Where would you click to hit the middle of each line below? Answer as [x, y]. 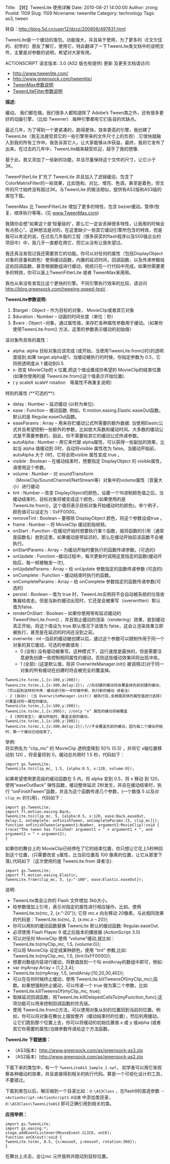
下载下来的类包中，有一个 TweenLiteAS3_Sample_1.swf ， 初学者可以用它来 [81, 1067]
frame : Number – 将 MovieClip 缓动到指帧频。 [61, 524]
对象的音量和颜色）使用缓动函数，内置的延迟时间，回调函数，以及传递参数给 [85, 260]
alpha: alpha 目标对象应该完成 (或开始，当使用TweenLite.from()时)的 [84, 351]
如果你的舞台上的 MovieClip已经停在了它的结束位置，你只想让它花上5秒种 [82, 848]
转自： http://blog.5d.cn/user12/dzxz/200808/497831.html [66, 29]
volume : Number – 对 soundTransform [53, 474]
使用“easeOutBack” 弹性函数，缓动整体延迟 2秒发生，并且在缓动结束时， [81, 785]
